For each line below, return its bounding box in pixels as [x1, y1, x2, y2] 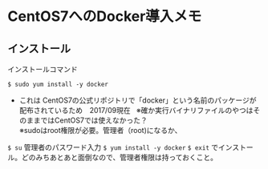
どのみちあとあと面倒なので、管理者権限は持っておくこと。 [21, 153, 218, 162]
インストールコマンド [7, 65, 78, 74]
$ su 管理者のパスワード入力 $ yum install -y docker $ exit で [7, 143, 218, 152]
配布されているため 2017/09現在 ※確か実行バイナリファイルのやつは [18, 106, 254, 115]
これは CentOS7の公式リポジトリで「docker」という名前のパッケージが [18, 95, 258, 105]
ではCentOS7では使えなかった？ [40, 115, 148, 125]
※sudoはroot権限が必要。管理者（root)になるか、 [18, 126, 182, 135]
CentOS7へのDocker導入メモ [7, 7, 202, 26]
